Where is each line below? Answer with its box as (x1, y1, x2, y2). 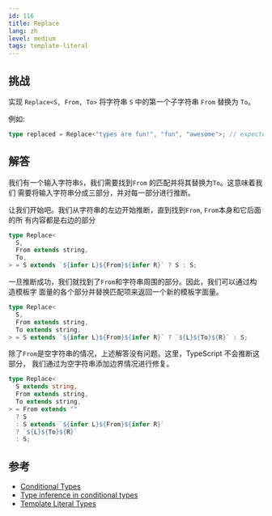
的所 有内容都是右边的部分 (8, 215, 96, 225)
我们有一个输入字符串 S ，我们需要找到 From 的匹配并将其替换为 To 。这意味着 (8, 177, 257, 187)
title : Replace (8, 19, 60, 27)
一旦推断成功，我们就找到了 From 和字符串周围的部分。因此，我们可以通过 (8, 277, 250, 286)
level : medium (8, 34, 57, 43)
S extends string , (15, 383, 79, 391)
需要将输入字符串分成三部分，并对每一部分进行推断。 (17, 188, 195, 197)
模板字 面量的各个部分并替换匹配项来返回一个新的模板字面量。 (15, 287, 223, 296)
